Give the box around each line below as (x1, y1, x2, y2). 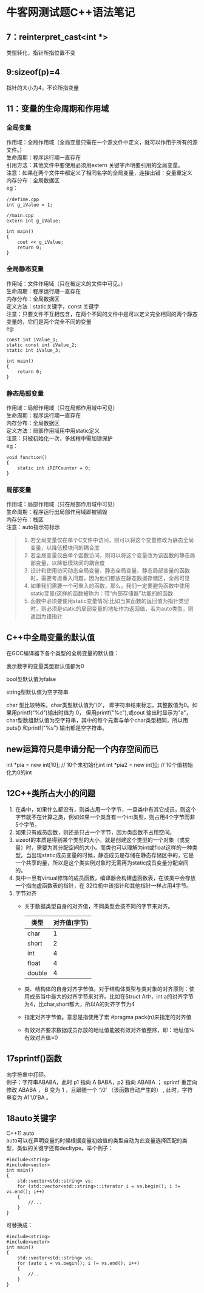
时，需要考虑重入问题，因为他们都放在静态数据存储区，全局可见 (30, 574, 190, 582)
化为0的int (6, 769, 32, 776)
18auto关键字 (6, 1113, 56, 1124)
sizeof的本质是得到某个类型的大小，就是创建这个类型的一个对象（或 (15, 836, 185, 843)
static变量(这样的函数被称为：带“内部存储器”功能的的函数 (30, 590, 173, 597)
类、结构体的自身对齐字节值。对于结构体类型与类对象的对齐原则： (24, 985, 189, 992)
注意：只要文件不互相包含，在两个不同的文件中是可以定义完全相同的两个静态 (6, 310, 198, 318)
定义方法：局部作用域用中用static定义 (6, 427, 100, 435)
